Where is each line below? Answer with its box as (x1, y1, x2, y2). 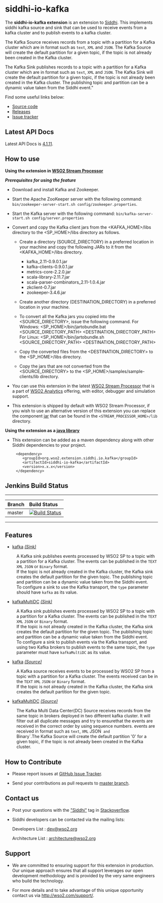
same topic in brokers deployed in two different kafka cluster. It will (16, 713, 150, 719)
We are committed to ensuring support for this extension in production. (12, 862, 154, 868)
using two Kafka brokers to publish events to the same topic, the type (16, 644, 155, 650)
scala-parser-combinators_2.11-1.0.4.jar (26, 279, 105, 285)
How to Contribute (5, 758, 62, 766)
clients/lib (19, 373, 39, 379)
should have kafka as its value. (16, 589, 78, 595)
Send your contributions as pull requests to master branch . (12, 780, 130, 786)
